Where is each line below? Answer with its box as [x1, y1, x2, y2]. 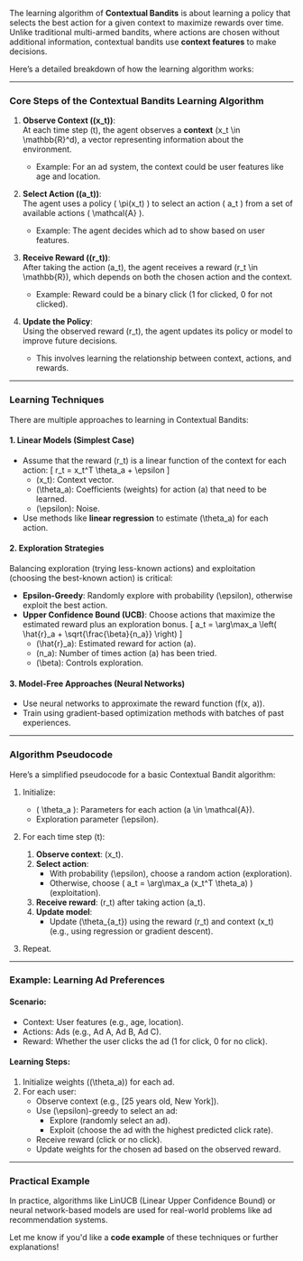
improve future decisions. [22, 335, 118, 346]
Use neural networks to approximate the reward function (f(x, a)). [22, 698, 265, 709]
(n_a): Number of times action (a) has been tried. [35, 648, 217, 658]
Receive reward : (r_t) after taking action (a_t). [35, 897, 206, 908]
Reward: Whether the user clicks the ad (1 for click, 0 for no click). [22, 1035, 268, 1047]
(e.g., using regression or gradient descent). [49, 926, 214, 936]
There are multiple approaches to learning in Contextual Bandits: [9, 414, 250, 425]
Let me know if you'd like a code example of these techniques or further [9, 1232, 279, 1243]
